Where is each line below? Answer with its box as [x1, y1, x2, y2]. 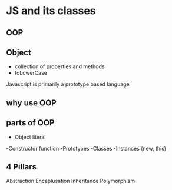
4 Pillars [6, 162, 37, 172]
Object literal [14, 134, 46, 141]
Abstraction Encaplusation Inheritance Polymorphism [6, 178, 135, 185]
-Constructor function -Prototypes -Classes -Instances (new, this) [6, 145, 167, 152]
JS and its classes [6, 4, 96, 18]
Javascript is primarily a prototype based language [6, 81, 130, 88]
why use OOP [6, 98, 57, 108]
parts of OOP [6, 118, 55, 128]
